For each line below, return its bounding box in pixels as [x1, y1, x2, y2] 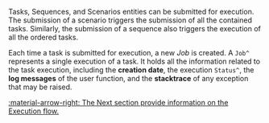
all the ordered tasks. [8, 32, 79, 42]
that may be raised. [8, 82, 72, 92]
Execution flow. [8, 106, 59, 116]
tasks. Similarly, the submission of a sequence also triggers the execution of [8, 24, 262, 33]
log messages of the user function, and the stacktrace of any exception [8, 74, 249, 83]
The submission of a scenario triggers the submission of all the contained [8, 15, 252, 25]
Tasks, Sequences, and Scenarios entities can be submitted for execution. [8, 7, 255, 16]
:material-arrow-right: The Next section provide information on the [8, 98, 229, 107]
